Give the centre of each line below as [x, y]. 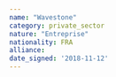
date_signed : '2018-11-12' [59, 58]
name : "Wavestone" [43, 17]
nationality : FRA [41, 42]
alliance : [27, 50]
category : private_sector [57, 26]
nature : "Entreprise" [49, 34]
